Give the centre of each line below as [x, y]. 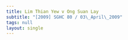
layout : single [25, 28]
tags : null [19, 22]
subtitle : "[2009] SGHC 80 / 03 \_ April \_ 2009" [64, 17]
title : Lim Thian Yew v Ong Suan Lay [52, 11]
